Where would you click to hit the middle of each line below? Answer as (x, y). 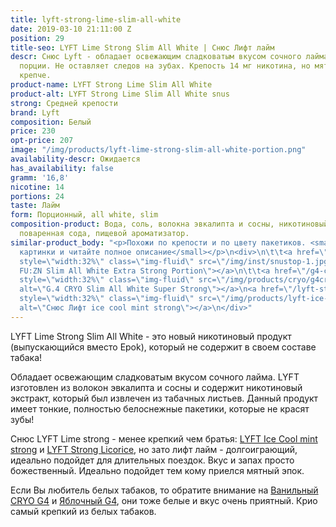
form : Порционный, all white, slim (84, 215)
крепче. (35, 76)
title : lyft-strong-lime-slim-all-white (96, 19)
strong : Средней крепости (64, 103)
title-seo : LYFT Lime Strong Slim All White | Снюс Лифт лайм (142, 47)
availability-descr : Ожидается (75, 159)
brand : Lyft (35, 112)
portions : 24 (37, 196)
